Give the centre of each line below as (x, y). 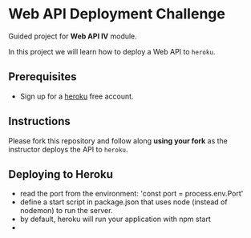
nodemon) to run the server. (66, 211)
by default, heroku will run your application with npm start (115, 219)
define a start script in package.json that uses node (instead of (123, 202)
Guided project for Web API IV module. (73, 36)
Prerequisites (43, 77)
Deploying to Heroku (61, 174)
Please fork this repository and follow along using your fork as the (118, 140)
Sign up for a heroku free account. (77, 96)
